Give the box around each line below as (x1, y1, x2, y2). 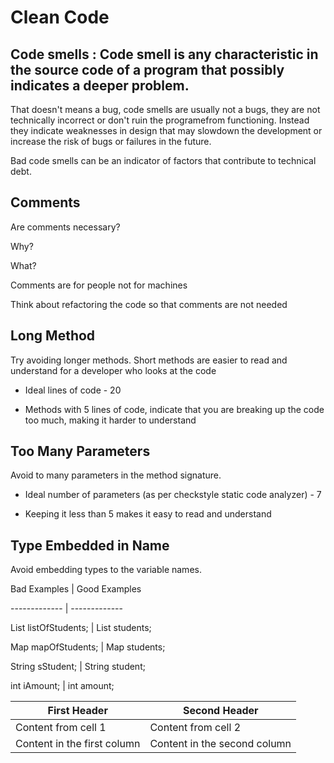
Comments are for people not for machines (10, 279, 188, 291)
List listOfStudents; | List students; (10, 622, 152, 634)
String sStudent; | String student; (10, 661, 146, 673)
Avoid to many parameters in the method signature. (10, 469, 222, 481)
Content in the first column (15, 737, 141, 751)
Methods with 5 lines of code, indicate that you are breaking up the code (24, 403, 325, 415)
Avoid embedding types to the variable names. (10, 564, 202, 576)
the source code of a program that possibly (10, 61, 285, 78)
